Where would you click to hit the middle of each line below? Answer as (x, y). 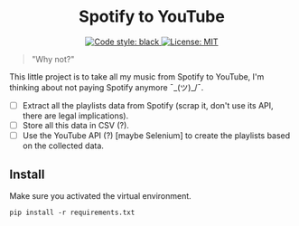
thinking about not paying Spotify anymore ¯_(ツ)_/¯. (107, 87)
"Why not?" (53, 59)
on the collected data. (63, 146)
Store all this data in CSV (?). (75, 125)
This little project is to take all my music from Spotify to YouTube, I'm (137, 76)
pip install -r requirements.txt (72, 212)
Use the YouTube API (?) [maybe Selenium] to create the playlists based (156, 136)
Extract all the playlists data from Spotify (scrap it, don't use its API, (148, 105)
